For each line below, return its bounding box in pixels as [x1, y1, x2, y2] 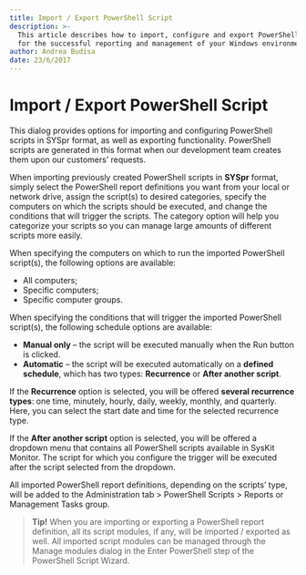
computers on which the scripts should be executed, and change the [9, 200, 268, 211]
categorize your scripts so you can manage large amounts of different [9, 220, 271, 231]
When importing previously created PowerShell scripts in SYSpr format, [9, 171, 280, 182]
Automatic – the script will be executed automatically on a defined [22, 358, 274, 369]
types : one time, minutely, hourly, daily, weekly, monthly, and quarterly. [9, 395, 278, 406]
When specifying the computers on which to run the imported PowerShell [9, 247, 285, 258]
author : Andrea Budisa [9, 47, 96, 56]
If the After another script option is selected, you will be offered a [9, 432, 258, 443]
